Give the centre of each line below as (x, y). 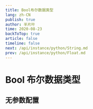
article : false (21, 39)
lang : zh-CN (18, 15)
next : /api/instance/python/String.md (46, 48)
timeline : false (22, 43)
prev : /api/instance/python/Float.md (45, 53)
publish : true (20, 19)
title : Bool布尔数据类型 (29, 10)
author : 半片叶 (20, 24)
